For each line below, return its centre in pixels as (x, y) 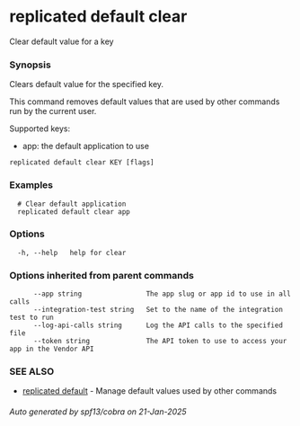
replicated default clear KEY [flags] (82, 163)
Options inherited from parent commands (102, 275)
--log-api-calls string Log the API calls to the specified (158, 325)
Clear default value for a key (62, 41)
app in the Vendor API (52, 349)
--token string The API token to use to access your (160, 342)
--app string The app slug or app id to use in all (162, 294)
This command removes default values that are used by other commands (145, 102)
